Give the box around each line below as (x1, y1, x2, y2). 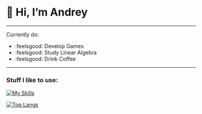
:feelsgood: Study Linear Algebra (14, 49, 97, 56)
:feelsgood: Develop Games (14, 42, 84, 50)
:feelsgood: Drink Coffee (14, 55, 76, 62)
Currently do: (6, 31, 39, 38)
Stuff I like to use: (6, 76, 58, 84)
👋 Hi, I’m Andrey (6, 5, 88, 19)
